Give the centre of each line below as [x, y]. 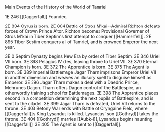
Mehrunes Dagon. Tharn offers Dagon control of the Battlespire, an [73, 88]
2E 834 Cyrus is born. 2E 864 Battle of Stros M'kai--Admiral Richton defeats [82, 26]
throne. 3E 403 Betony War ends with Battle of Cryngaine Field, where [76, 108]
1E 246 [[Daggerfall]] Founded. [36, 16]
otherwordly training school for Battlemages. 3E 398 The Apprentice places [82, 93]
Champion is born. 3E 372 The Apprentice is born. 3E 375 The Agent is [77, 67]
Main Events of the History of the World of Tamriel [56, 7]
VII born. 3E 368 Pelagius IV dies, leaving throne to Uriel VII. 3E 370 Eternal [81, 62]
